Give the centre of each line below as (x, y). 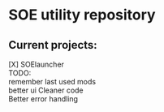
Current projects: (53, 45)
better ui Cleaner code (46, 90)
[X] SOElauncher (37, 64)
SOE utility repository (82, 15)
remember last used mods (52, 82)
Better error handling (43, 99)
